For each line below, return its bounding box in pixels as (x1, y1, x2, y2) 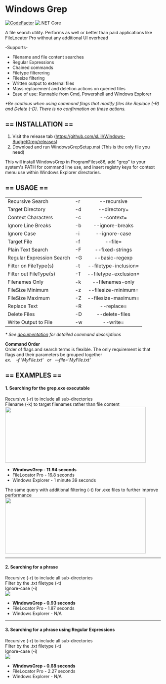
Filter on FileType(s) (7, 262, 54, 269)
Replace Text (7, 303, 38, 310)
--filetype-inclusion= (87, 262, 139, 269)
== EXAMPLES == (5, 371, 62, 379)
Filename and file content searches (12, 54, 84, 60)
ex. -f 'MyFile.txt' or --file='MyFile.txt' (5, 357, 91, 363)
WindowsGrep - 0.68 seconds (12, 663, 76, 669)
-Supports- (5, 44, 28, 50)
